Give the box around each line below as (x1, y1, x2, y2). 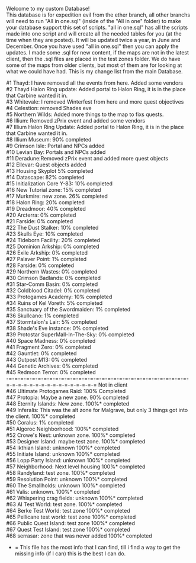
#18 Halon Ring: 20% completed (6, 199, 85, 206)
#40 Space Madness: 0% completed (6, 337, 96, 344)
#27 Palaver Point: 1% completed (6, 256, 87, 262)
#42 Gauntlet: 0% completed (6, 350, 77, 357)
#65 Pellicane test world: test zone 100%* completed (6, 513, 136, 520)
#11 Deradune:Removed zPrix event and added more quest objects (6, 155, 169, 162)
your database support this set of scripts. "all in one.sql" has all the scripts (6, 24, 188, 31)
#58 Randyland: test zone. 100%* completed (6, 469, 115, 476)
